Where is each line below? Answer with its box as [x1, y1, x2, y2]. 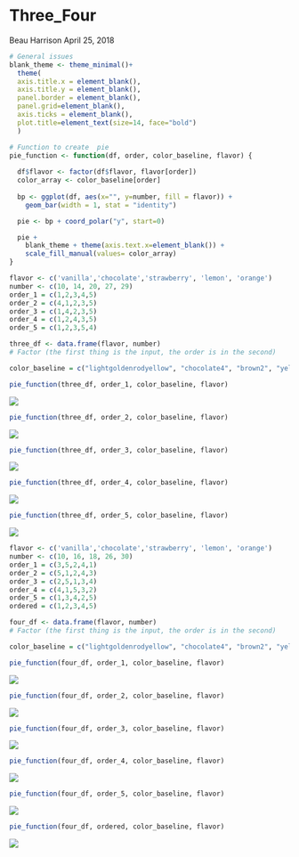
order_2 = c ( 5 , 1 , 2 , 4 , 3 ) [9, 568, 98, 577]
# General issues [9, 52, 74, 61]
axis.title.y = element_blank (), [17, 86, 141, 94]
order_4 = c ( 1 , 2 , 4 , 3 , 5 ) [9, 315, 98, 324]
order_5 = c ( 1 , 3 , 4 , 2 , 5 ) [9, 593, 98, 602]
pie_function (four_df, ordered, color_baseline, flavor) [9, 822, 225, 831]
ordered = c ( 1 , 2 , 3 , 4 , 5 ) [9, 602, 98, 611]
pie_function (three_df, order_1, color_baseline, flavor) [9, 380, 229, 388]
